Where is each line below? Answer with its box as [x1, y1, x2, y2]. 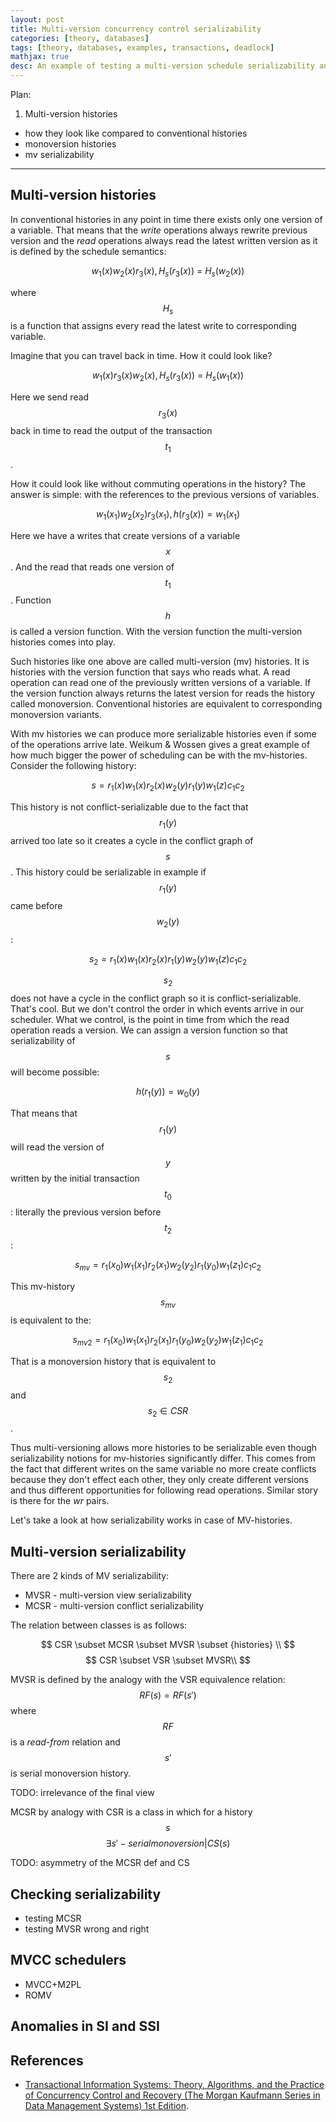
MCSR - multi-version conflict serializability [24, 1600, 205, 1612]
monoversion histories [24, 138, 117, 150]
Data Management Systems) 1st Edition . [24, 2099, 190, 2111]
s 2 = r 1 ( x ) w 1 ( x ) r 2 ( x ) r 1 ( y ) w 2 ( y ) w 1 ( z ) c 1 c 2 [88, 952, 248, 967]
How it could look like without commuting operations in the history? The [10, 477, 306, 490]
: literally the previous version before [10, 1206, 162, 1218]
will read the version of [10, 1141, 105, 1153]
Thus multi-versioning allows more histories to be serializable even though [10, 1442, 318, 1454]
